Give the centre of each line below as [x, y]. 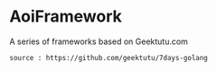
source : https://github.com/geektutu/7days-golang [108, 58]
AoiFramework [66, 17]
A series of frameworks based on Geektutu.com [99, 41]
